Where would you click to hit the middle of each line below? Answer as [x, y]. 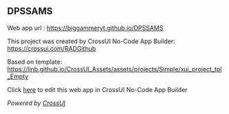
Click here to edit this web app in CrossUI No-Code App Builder [97, 89]
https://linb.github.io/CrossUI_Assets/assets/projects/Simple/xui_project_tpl [114, 69]
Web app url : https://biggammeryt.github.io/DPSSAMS [85, 27]
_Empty [18, 76]
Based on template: [35, 62]
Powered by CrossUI [36, 103]
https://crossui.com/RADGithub [52, 48]
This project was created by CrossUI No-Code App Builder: [91, 41]
